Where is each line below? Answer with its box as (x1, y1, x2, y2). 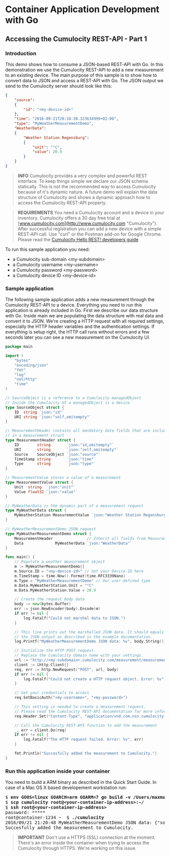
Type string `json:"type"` (14, 461, 96, 467)
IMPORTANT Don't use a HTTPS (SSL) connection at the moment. (17, 834, 156, 841)
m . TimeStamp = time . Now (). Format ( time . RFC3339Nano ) (14, 573, 125, 578)
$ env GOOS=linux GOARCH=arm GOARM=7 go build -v (5, 795, 131, 800)
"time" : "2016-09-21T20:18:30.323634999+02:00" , (14, 116, 119, 121)
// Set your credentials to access (14, 690, 90, 696)
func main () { (5, 554, 35, 559)
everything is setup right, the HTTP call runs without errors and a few (5, 329, 150, 335)
